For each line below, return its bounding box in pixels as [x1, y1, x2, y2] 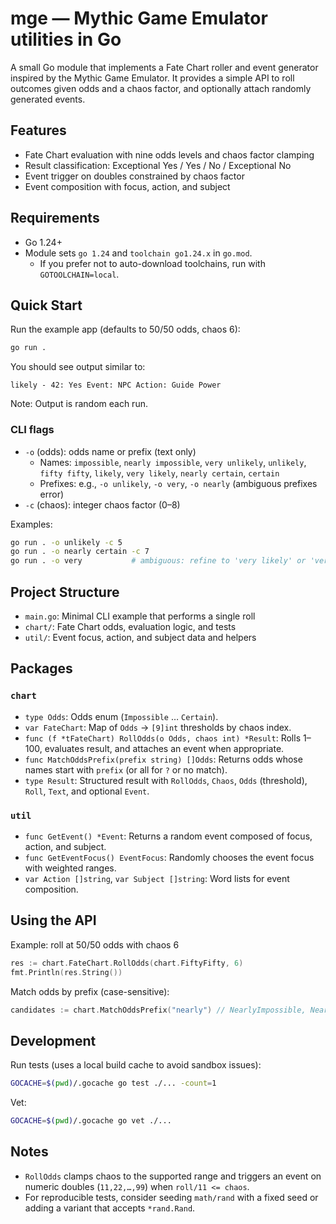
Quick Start [10, 297, 83, 314]
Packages [10, 660, 73, 677]
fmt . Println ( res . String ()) [10, 967, 123, 977]
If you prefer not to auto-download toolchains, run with [39, 257, 266, 269]
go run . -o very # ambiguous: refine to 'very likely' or [10, 556, 307, 566]
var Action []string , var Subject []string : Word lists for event [24, 872, 290, 884]
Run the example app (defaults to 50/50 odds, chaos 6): [10, 323, 241, 336]
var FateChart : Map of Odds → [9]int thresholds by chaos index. [24, 721, 292, 733]
